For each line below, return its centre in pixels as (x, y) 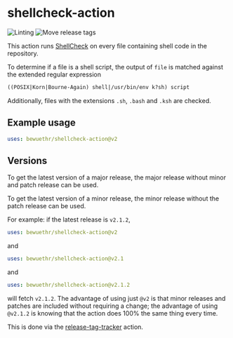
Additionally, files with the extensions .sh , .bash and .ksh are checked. (109, 100)
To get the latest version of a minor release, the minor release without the (113, 198)
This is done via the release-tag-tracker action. (75, 327)
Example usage (41, 123)
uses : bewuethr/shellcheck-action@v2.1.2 (69, 285)
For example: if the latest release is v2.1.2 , (69, 219)
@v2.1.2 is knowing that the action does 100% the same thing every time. (113, 313)
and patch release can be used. (53, 185)
